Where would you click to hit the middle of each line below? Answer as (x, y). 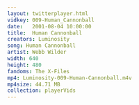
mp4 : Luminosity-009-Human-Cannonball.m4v (69, 78)
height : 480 (24, 65)
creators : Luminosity (39, 39)
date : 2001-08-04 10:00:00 (49, 26)
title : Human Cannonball (44, 33)
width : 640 (23, 59)
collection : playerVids (42, 90)
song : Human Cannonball (42, 46)
